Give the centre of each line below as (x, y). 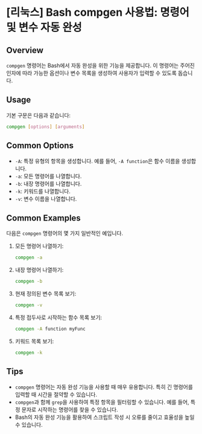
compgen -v (29, 305)
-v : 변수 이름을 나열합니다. (46, 199)
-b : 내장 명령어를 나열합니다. (48, 183)
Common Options (40, 146)
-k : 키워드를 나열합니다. (43, 191)
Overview (25, 50)
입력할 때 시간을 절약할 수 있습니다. (56, 394)
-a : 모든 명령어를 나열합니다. (48, 176)
